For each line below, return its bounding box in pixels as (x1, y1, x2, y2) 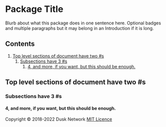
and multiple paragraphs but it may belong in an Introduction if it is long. (5, 25, 154, 31)
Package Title (5, 3, 64, 15)
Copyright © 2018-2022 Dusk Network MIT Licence (5, 116, 112, 123)
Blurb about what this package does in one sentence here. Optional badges (5, 20, 161, 26)
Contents (5, 40, 35, 48)
